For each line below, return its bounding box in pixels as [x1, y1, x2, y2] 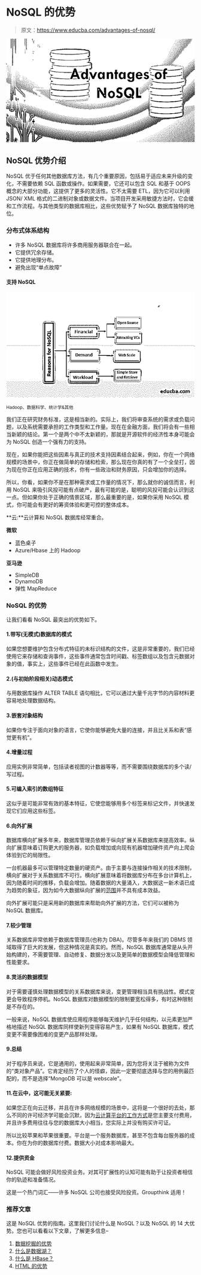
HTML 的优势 [14, 1262, 48, 1270]
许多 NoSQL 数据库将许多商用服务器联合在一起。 [14, 241, 136, 249]
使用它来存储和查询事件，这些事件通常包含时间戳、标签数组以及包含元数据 [6, 653, 190, 660]
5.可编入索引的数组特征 [6, 785, 64, 792]
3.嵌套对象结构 [6, 711, 43, 719]
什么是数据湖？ [14, 1247, 52, 1255]
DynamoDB [14, 577, 43, 584]
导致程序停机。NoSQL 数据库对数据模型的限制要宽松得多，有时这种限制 [16, 995, 193, 1003]
